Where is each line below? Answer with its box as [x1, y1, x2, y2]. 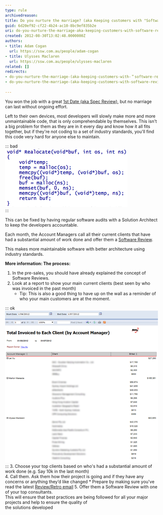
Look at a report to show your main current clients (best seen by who [12, 280, 150, 286]
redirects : [5, 69, 27, 74]
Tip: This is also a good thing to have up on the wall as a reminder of [19, 290, 156, 296]
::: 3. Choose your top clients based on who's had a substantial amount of [5, 464, 152, 469]
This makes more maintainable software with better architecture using [5, 246, 145, 252]
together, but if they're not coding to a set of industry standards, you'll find [5, 129, 154, 134]
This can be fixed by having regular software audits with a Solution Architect [5, 216, 158, 223]
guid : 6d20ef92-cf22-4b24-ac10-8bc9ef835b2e [5, 23, 97, 28]
